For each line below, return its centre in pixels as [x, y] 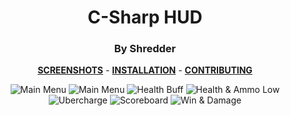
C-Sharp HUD [145, 17]
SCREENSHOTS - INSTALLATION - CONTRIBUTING [145, 70]
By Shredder [145, 49]
